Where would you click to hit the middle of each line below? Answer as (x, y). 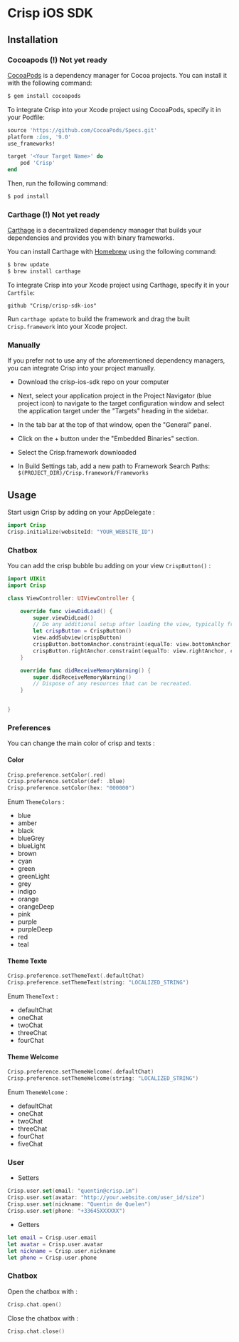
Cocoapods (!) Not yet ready (58, 60)
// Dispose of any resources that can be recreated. (113, 684)
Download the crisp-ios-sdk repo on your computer (93, 382)
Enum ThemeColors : (36, 802)
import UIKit (27, 579)
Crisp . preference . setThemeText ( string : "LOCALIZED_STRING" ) (99, 983)
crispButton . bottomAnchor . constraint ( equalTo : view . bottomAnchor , (133, 645)
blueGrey (31, 838)
